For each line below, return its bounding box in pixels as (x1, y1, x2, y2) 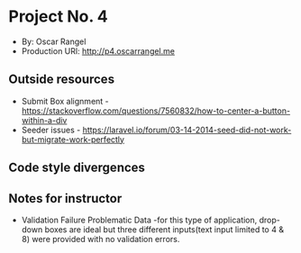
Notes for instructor (8, 191, 123, 206)
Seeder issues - (21, 124, 81, 135)
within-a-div (21, 114, 68, 125)
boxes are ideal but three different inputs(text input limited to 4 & (44, 223, 285, 235)
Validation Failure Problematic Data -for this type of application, (21, 214, 258, 225)
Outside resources (8, 72, 114, 87)
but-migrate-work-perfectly (21, 133, 125, 145)
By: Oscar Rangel (21, 36, 87, 47)
